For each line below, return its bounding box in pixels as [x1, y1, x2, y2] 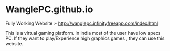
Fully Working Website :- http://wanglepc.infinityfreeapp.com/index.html [5, 20, 158, 26]
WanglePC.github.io [5, 4, 93, 15]
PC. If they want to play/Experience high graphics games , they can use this [5, 35, 165, 41]
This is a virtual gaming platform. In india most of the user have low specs [5, 30, 161, 36]
